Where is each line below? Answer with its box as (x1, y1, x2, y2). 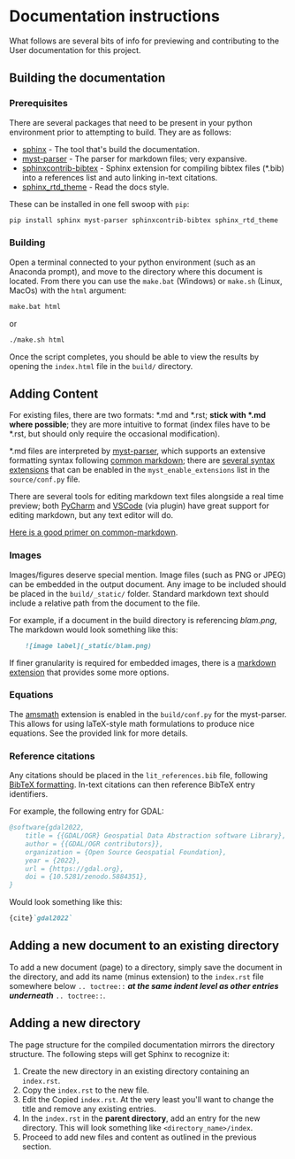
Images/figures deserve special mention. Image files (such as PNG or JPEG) (9, 569, 287, 580)
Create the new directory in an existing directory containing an (21, 1065, 250, 1077)
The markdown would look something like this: (9, 624, 178, 635)
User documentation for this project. (9, 44, 141, 55)
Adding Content (9, 386, 99, 401)
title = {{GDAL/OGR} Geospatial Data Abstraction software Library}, (25, 831, 287, 840)
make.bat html (9, 302, 62, 311)
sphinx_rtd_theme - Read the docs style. (21, 182, 170, 192)
